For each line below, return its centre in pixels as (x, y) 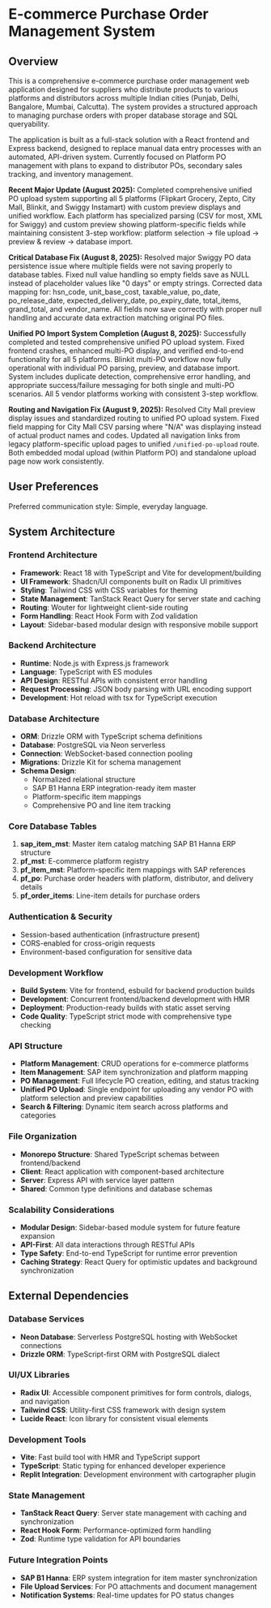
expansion (37, 1235)
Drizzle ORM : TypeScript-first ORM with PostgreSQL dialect (120, 1354)
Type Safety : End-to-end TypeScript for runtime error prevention (129, 1253)
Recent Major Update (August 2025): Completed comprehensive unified (130, 190)
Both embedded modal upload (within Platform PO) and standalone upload (132, 453)
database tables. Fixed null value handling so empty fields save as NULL (129, 274)
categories (38, 1115)
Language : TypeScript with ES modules (86, 671)
